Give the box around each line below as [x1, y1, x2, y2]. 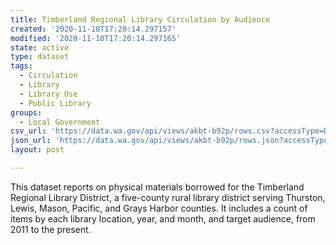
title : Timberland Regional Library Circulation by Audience [10, 14, 271, 25]
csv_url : [10, 126, 47, 136]
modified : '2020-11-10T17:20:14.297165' [10, 33, 182, 43]
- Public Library [19, 98, 92, 108]
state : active [10, 42, 70, 53]
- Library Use [19, 89, 78, 99]
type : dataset [10, 52, 70, 62]
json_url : [10, 136, 52, 146]
